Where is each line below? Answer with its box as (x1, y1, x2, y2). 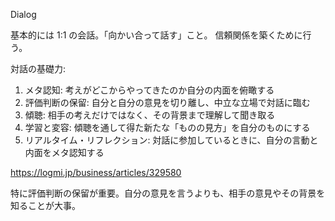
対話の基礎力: (10, 63, 67, 74)
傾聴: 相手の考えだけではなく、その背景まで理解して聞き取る (24, 109, 276, 121)
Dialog (10, 9, 37, 20)
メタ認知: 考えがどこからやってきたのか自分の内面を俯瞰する (24, 84, 275, 96)
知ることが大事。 (10, 200, 81, 211)
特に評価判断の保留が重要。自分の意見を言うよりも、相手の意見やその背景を (10, 187, 326, 199)
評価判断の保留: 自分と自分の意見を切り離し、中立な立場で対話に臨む (24, 97, 311, 108)
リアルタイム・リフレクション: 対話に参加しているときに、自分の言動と (24, 134, 319, 146)
